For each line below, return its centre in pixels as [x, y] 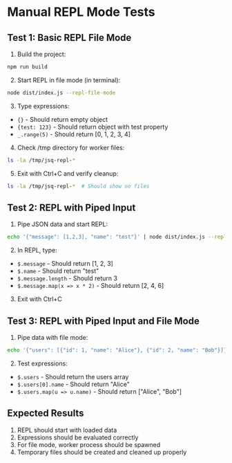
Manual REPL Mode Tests [81, 12]
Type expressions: [43, 106]
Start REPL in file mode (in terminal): [69, 80]
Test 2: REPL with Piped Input [71, 207]
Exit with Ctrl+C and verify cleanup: [68, 173]
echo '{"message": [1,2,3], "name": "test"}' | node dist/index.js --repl [117, 237]
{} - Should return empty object [62, 119]
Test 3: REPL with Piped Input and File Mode [104, 321]
